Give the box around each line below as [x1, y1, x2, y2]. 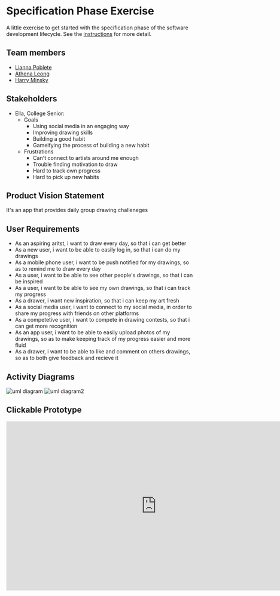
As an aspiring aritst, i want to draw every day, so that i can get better [14, 240, 187, 247]
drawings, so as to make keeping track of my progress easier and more [14, 335, 191, 343]
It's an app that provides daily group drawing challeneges [6, 207, 148, 214]
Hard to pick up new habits [32, 173, 99, 180]
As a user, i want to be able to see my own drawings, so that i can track [14, 285, 191, 292]
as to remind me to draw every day [14, 265, 101, 273]
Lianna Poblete [14, 63, 52, 71]
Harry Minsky [14, 76, 49, 83]
